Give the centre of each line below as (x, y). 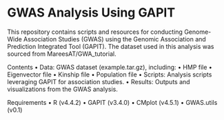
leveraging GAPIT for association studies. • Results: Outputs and (99, 81)
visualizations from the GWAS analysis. (63, 89)
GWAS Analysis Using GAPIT (91, 13)
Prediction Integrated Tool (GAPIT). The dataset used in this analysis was (111, 46)
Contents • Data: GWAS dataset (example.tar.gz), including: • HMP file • (110, 67)
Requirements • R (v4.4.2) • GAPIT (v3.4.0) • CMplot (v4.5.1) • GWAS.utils (112, 102)
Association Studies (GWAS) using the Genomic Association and (115, 39)
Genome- (197, 32)
